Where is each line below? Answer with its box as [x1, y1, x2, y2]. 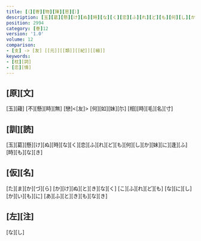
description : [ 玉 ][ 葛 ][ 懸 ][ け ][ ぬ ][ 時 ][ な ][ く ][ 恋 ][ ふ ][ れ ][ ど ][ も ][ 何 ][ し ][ [6, 14, 191, 20]
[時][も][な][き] [6, 149, 43, 155]
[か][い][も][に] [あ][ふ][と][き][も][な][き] [6, 192, 108, 199]
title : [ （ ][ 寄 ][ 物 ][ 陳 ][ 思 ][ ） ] [6, 8, 80, 15]
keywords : [6, 53, 31, 59]
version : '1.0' [6, 31, 44, 37]
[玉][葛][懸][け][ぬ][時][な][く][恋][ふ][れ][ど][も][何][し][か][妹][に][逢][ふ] [6, 141, 188, 148]
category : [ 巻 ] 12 [6, 25, 49, 32]
